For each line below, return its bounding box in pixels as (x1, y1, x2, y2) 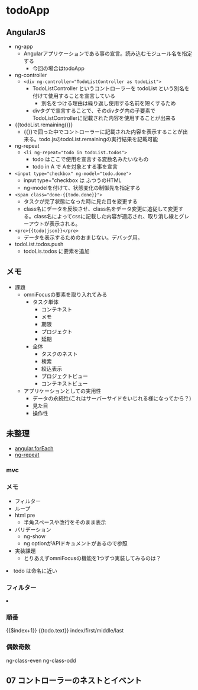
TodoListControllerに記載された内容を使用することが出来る (32, 115, 176, 122)
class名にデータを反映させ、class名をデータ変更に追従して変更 (23, 205, 178, 212)
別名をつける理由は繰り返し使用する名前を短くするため (41, 100, 176, 107)
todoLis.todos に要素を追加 (23, 247, 90, 255)
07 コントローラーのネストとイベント (6, 676, 142, 686)
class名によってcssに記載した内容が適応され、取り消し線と (34, 213, 179, 220)
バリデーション (14, 526, 51, 533)
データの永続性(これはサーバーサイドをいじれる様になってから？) (32, 395, 191, 402)
